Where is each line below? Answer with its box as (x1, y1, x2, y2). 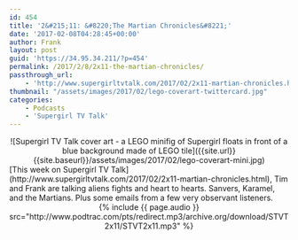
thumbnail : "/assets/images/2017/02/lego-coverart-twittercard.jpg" (9, 87, 268, 96)
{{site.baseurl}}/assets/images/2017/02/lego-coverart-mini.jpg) (33, 155, 265, 166)
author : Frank (9, 37, 62, 47)
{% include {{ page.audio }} (98, 202, 200, 213)
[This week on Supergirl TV (9, 165, 109, 175)
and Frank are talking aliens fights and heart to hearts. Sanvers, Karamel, (9, 183, 276, 194)
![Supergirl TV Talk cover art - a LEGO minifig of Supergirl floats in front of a (10, 136, 288, 147)
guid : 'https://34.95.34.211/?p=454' (9, 54, 149, 63)
